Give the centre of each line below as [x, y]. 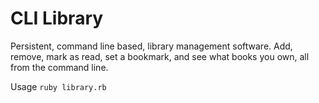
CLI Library [57, 18]
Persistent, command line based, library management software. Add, [151, 46]
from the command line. [59, 67]
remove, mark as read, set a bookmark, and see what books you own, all [160, 56]
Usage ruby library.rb [58, 86]
